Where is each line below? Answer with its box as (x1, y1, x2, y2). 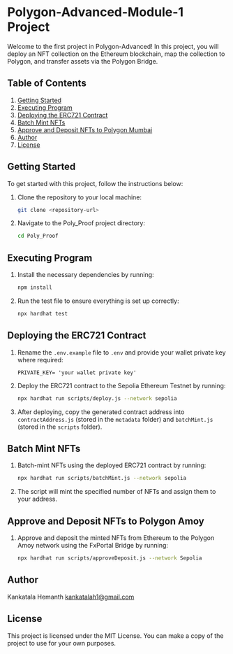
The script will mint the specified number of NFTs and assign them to (17, 488, 216, 496)
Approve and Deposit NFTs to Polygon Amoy (7, 515, 204, 527)
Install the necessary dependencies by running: (17, 271, 155, 279)
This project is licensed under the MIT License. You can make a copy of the (7, 631, 224, 640)
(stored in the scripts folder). (17, 422, 103, 431)
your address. (17, 495, 58, 504)
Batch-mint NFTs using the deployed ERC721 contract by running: (17, 461, 206, 469)
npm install (17, 284, 52, 291)
